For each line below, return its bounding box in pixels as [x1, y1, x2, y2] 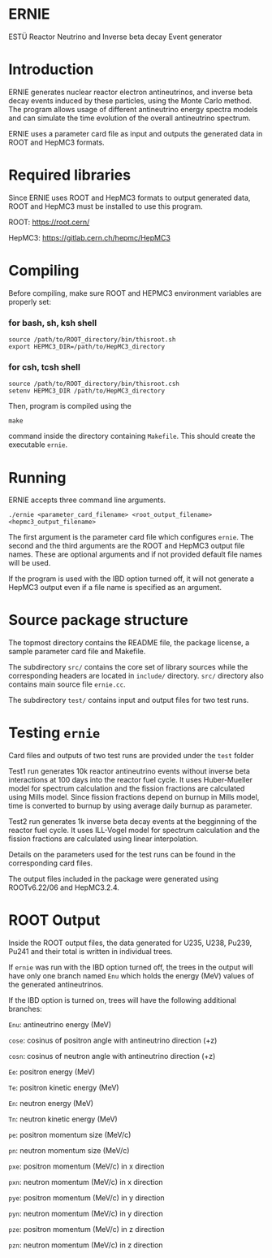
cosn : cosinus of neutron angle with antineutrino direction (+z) [8, 1052, 216, 1061]
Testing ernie [8, 724, 101, 742]
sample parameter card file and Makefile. [8, 647, 146, 657]
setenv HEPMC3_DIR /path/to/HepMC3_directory [8, 387, 165, 395]
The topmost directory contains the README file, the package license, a [8, 638, 250, 648]
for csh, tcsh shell [8, 361, 81, 372]
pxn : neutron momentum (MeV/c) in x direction [8, 1178, 164, 1187]
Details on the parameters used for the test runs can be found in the [8, 850, 235, 860]
